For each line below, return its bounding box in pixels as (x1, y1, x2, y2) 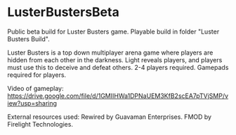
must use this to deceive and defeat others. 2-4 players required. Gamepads (7, 63, 229, 71)
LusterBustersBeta (7, 4, 119, 20)
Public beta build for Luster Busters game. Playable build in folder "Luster (7, 27, 220, 36)
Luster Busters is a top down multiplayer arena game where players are (7, 48, 214, 57)
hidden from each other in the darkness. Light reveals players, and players (7, 55, 223, 64)
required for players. (7, 71, 67, 79)
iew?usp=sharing (7, 99, 58, 107)
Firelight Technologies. (7, 120, 74, 128)
